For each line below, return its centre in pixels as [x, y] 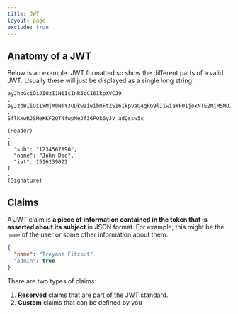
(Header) [20, 131]
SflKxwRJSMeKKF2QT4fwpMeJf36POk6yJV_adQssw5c [75, 119]
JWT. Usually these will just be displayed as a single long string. [101, 81]
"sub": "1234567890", [46, 150]
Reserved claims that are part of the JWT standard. [93, 295]
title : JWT [23, 14]
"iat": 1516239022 [41, 162]
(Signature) [25, 181]
